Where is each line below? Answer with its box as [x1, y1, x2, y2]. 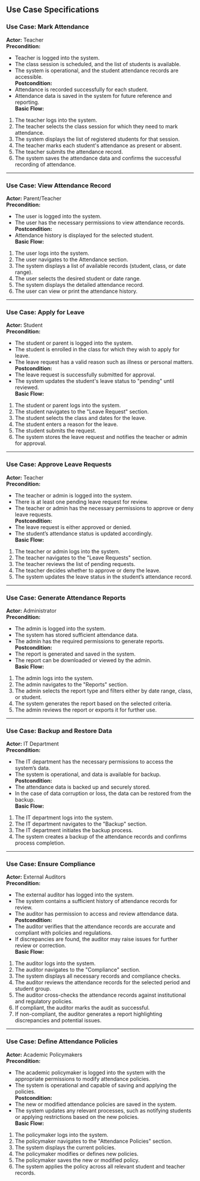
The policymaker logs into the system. [14, 1131, 109, 1138]
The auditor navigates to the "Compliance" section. [14, 966, 141, 973]
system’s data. [14, 765, 51, 772]
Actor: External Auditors [6, 873, 66, 880]
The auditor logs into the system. [14, 960, 96, 967]
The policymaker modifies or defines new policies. [14, 1150, 139, 1157]
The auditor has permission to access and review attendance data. [14, 910, 179, 917]
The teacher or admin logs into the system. [14, 548, 121, 555]
